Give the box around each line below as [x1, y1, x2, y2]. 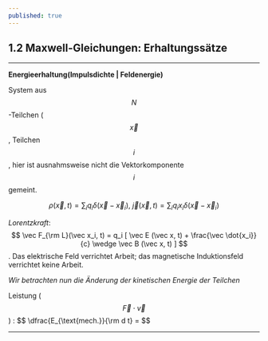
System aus [8, 85, 47, 95]
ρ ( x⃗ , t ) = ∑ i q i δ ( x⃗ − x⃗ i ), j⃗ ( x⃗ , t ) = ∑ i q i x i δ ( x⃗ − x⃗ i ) [49, 200, 219, 212]
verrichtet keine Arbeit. [8, 260, 84, 270]
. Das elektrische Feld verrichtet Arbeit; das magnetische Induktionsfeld [8, 252, 244, 261]
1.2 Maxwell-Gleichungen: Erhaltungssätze [8, 42, 228, 55]
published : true [8, 11, 62, 20]
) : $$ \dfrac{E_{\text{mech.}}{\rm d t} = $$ [8, 316, 151, 326]
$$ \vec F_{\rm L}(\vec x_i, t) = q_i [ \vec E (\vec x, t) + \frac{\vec [11, 231, 224, 240]
